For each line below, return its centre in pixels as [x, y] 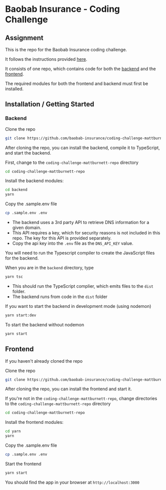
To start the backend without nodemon [45, 325]
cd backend [16, 190]
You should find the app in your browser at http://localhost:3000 [72, 482]
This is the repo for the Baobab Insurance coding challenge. [66, 50]
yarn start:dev [21, 315]
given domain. [27, 227]
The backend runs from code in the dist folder [60, 297]
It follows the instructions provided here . [46, 59]
